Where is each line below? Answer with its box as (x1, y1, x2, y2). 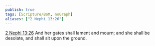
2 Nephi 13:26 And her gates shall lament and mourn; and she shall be (5, 30, 150, 36)
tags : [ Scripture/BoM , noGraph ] (5, 12, 73, 17)
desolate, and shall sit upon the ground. (5, 35, 87, 41)
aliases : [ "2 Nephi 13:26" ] (5, 16, 64, 21)
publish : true (5, 7, 35, 12)
